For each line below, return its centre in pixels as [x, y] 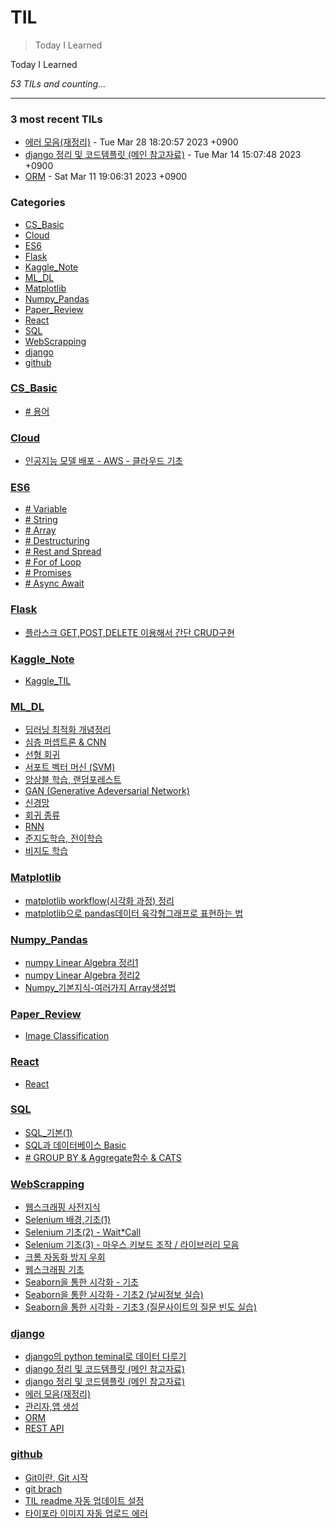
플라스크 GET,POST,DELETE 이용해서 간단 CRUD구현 [129, 632]
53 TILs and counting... [58, 83]
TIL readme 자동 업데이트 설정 [84, 1500]
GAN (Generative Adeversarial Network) [107, 791]
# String [41, 520]
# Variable [46, 509]
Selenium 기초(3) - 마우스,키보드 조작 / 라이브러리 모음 [132, 1245]
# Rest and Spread [63, 552]
